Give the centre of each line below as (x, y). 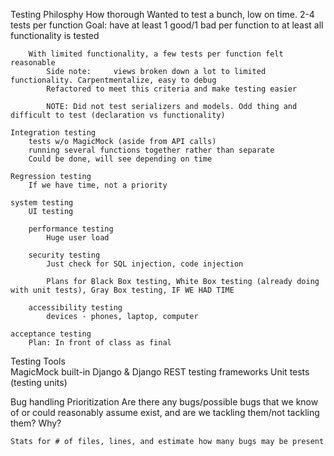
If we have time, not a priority (98, 185)
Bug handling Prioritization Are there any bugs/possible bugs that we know (164, 402)
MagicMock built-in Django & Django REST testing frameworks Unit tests (160, 372)
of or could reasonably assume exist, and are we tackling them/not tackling (165, 412)
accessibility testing (75, 308)
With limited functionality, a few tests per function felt (156, 54)
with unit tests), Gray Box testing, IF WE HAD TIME (122, 290)
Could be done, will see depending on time (120, 159)
